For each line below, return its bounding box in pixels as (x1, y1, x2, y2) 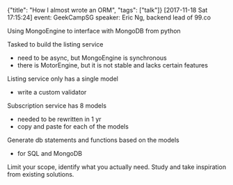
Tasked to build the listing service (7, 40, 104, 48)
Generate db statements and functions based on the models (7, 136, 179, 144)
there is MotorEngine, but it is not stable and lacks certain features (17, 61, 209, 69)
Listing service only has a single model (7, 74, 118, 83)
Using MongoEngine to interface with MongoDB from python (7, 27, 181, 35)
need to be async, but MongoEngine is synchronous (17, 54, 167, 62)
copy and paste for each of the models (17, 122, 129, 131)
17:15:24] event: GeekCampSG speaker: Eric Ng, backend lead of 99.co (7, 13, 211, 22)
